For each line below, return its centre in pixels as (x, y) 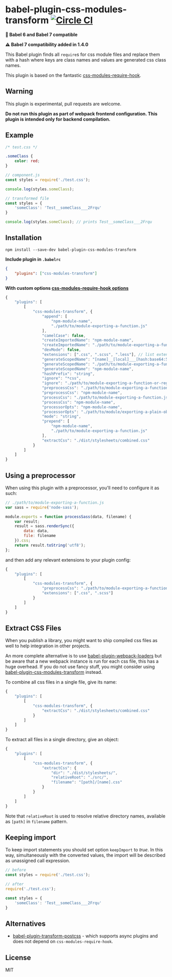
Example (19, 135)
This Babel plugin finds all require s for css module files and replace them (83, 54)
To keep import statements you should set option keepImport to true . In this (84, 850)
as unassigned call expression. (38, 861)
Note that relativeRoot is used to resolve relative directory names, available (85, 816)
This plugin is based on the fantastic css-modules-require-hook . (73, 75)
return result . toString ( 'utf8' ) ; (50, 545)
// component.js (23, 175)
